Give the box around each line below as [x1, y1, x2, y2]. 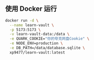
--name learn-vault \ [9, 23, 54, 28]
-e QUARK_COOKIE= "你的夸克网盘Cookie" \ [9, 36, 90, 41]
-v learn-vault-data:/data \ [9, 31, 70, 37]
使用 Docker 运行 [5, 4, 57, 13]
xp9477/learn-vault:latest [9, 50, 65, 55]
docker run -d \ [5, 18, 39, 23]
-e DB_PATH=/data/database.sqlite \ [9, 46, 85, 51]
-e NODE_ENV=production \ [9, 41, 63, 46]
